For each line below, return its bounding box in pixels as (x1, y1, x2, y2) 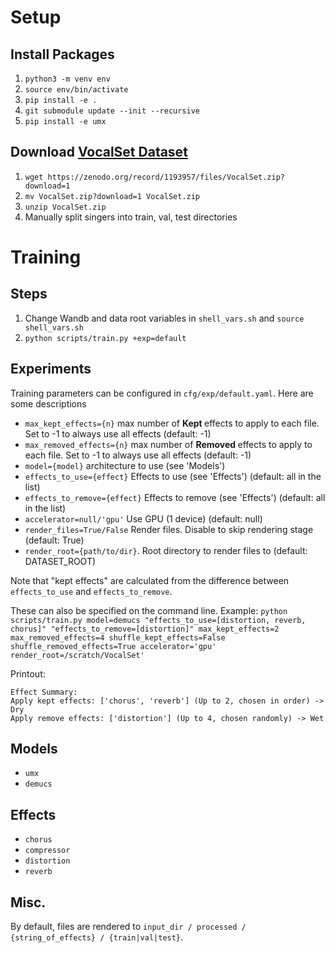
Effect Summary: (10, 687, 78, 697)
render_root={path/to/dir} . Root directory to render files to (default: (24, 544, 308, 556)
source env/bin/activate (24, 85, 129, 95)
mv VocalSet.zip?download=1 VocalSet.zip (24, 191, 200, 201)
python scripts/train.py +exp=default (24, 333, 187, 343)
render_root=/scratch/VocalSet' (10, 650, 145, 660)
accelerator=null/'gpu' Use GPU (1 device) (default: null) (24, 512, 263, 525)
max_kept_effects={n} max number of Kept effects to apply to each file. (24, 417, 320, 429)
